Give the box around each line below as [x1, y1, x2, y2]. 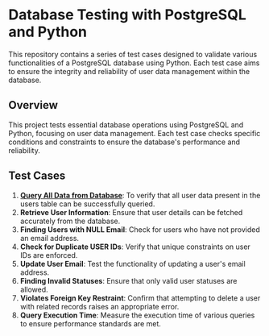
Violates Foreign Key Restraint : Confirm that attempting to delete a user [19, 292, 261, 303]
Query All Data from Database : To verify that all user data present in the [19, 190, 261, 200]
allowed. [19, 284, 48, 294]
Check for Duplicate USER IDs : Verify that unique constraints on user [19, 242, 251, 251]
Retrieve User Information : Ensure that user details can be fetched [19, 207, 243, 217]
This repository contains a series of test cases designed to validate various [8, 49, 258, 59]
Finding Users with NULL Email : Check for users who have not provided [19, 224, 260, 234]
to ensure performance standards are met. [19, 318, 161, 328]
